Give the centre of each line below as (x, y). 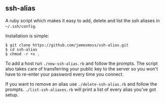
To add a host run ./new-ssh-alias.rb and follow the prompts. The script (81, 63)
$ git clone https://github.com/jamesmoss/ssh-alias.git (67, 45)
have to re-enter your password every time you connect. (64, 74)
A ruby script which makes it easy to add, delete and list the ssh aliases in (83, 20)
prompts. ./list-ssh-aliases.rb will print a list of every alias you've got (81, 89)
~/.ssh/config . (21, 26)
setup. (12, 95)
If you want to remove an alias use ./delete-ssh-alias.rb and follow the (81, 84)
